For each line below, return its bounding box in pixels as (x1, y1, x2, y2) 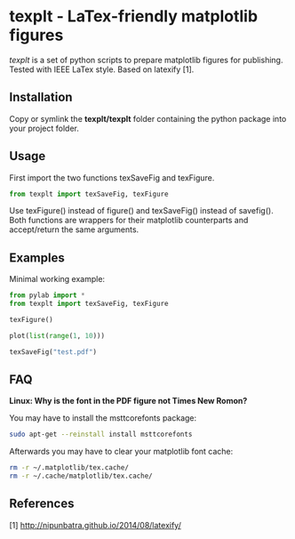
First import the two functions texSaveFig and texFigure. (9, 172, 215, 183)
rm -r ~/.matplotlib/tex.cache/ (9, 463, 129, 472)
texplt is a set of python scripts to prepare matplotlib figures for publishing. (9, 54, 283, 65)
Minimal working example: (9, 274, 105, 285)
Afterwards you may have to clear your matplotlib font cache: (9, 446, 234, 457)
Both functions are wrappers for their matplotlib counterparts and (9, 215, 249, 226)
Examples (9, 250, 65, 265)
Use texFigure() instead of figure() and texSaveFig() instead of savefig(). (9, 205, 274, 216)
